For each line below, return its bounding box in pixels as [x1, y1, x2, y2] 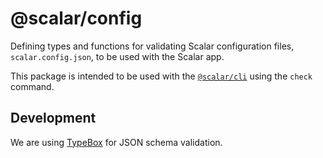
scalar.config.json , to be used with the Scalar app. [10, 50, 225, 62]
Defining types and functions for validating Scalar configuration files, [10, 40, 295, 52]
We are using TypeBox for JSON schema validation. [10, 136, 223, 148]
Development [10, 110, 97, 127]
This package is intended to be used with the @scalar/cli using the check [10, 70, 313, 82]
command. [10, 80, 55, 92]
